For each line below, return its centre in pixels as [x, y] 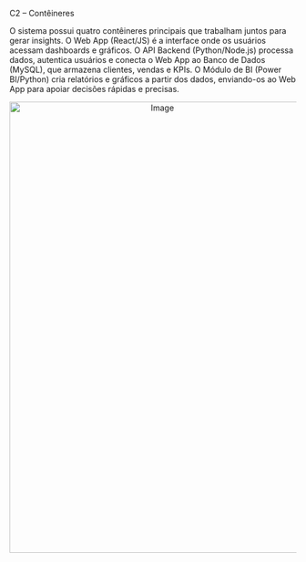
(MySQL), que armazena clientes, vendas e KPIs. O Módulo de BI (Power [146, 69]
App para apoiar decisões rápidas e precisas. [94, 89]
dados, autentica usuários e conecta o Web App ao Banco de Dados [138, 60]
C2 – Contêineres [42, 13]
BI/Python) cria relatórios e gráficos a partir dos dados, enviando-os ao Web [153, 79]
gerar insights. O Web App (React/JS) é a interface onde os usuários [138, 41]
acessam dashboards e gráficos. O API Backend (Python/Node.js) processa [152, 50]
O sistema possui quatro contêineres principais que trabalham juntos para [148, 31]
